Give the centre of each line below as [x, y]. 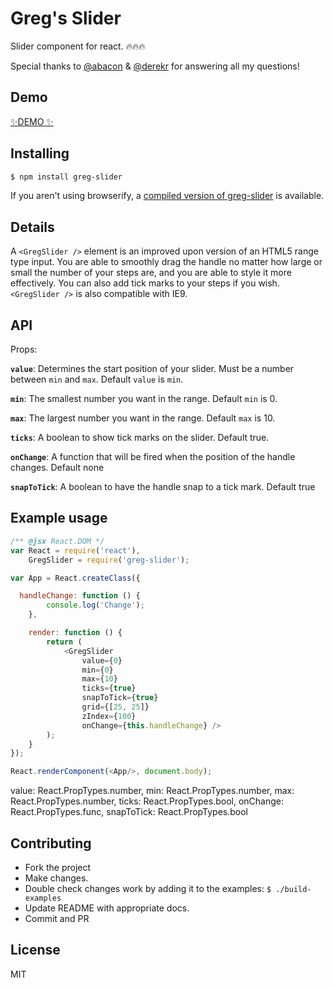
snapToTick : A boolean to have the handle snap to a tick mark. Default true [163, 487]
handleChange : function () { [80, 596]
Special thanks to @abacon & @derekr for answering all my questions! [155, 66]
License [35, 950]
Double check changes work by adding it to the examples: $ [148, 888]
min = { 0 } [97, 670]
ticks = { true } [109, 688]
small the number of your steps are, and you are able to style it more [151, 273]
